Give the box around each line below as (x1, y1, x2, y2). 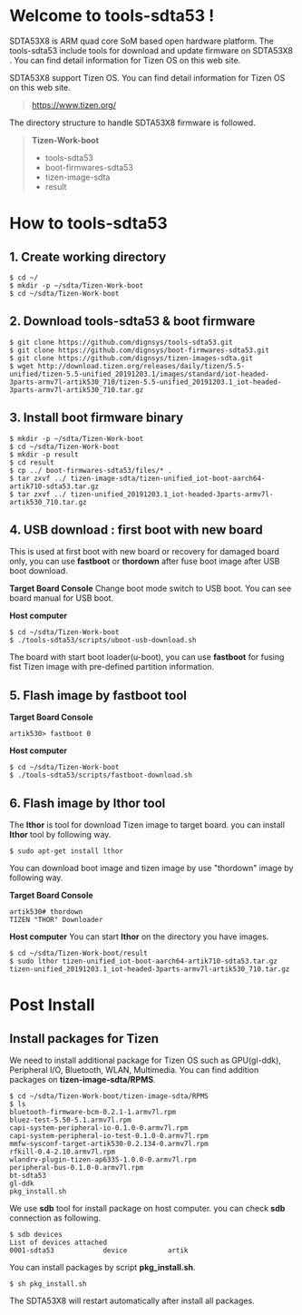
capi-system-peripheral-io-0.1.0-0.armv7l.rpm (9, 1124, 189, 1133)
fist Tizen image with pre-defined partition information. (9, 662, 215, 672)
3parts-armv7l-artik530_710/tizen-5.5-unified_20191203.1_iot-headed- (9, 378, 282, 387)
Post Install (9, 995, 95, 1016)
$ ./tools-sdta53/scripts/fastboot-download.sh (9, 770, 193, 780)
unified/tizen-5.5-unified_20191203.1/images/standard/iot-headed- (9, 369, 270, 378)
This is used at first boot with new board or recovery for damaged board (9, 546, 279, 557)
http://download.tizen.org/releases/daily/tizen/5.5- (37, 361, 246, 370)
